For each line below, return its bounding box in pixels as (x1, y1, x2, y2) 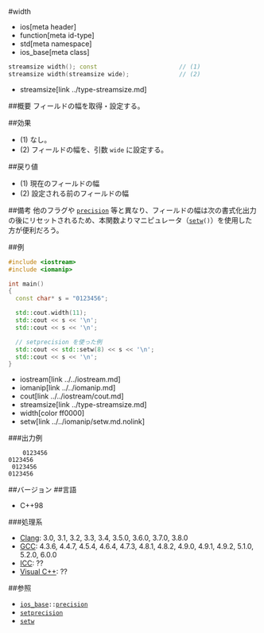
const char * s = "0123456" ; (15, 294, 109, 303)
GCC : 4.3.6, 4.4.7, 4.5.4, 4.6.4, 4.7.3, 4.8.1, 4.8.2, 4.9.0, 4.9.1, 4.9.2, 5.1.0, (19, 542, 254, 551)
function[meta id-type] (19, 31, 95, 40)
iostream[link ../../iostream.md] (19, 375, 121, 384)
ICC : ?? (19, 558, 44, 568)
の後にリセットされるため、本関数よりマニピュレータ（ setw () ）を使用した (8, 215, 253, 225)
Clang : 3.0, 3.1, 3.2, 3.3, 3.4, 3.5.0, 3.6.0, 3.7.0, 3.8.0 (19, 533, 188, 543)
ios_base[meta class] (19, 48, 90, 56)
